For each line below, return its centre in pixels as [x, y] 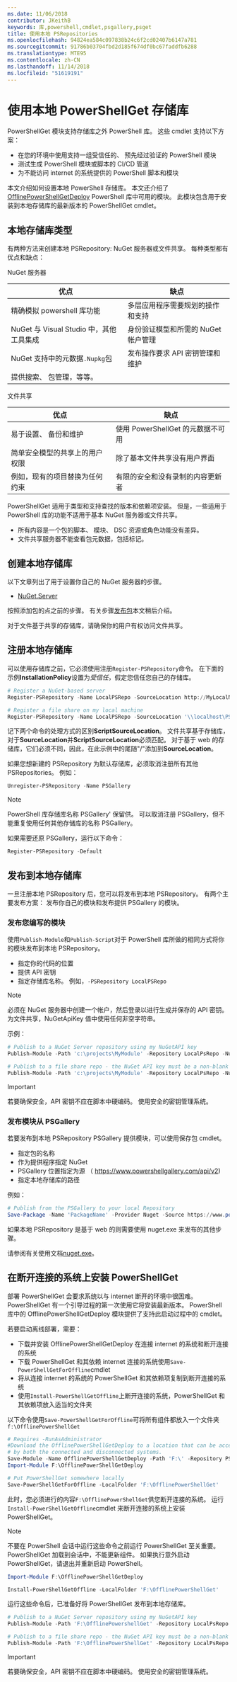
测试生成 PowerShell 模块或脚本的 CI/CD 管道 [83, 164]
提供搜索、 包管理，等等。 [54, 377]
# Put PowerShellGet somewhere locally [66, 1478]
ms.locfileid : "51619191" [45, 73]
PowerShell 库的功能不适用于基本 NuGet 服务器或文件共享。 [94, 515]
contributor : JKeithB [39, 21]
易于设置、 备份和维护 [47, 434]
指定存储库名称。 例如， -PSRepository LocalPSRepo [92, 981]
